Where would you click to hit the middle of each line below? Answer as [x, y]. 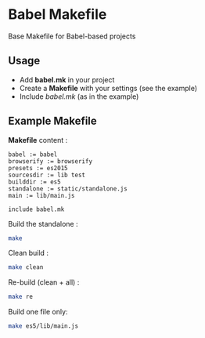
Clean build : [29, 253]
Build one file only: [38, 312]
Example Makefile [53, 121]
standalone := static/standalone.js [68, 189]
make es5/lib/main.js [43, 326]
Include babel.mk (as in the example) [79, 96]
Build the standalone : [43, 224]
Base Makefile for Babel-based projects [72, 36]
